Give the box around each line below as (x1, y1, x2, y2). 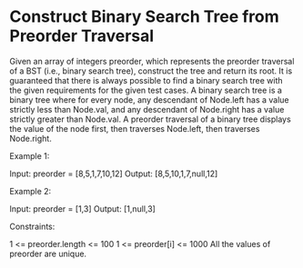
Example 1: (9, 150, 50, 161)
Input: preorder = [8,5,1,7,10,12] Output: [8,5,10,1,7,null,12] (9, 168, 218, 179)
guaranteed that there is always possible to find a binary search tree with (9, 74, 283, 85)
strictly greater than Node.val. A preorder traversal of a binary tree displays (9, 114, 291, 124)
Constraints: (9, 221, 56, 232)
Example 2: (9, 185, 52, 196)
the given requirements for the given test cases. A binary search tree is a (9, 84, 282, 95)
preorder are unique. (9, 248, 87, 259)
